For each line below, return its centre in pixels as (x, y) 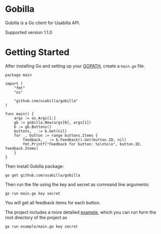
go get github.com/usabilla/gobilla (43, 175)
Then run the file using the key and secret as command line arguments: (77, 184)
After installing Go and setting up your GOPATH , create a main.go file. (75, 66)
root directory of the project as (36, 217)
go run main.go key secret (33, 194)
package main (18, 75)
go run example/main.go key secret (42, 226)
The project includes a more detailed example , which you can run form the (81, 212)
